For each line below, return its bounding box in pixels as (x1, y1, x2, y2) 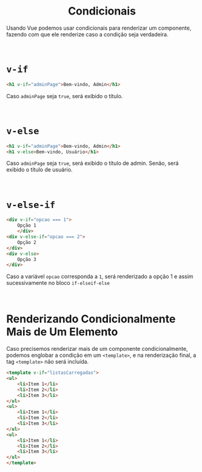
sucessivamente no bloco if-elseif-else (6, 279, 110, 287)
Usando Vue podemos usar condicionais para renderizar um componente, (6, 24, 192, 32)
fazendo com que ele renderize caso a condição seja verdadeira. (6, 30, 169, 38)
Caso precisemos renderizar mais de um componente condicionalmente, (6, 345, 188, 353)
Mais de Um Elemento (6, 325, 118, 339)
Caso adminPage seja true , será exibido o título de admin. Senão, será (6, 159, 179, 167)
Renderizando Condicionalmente (6, 312, 176, 326)
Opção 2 (17, 239, 36, 245)
